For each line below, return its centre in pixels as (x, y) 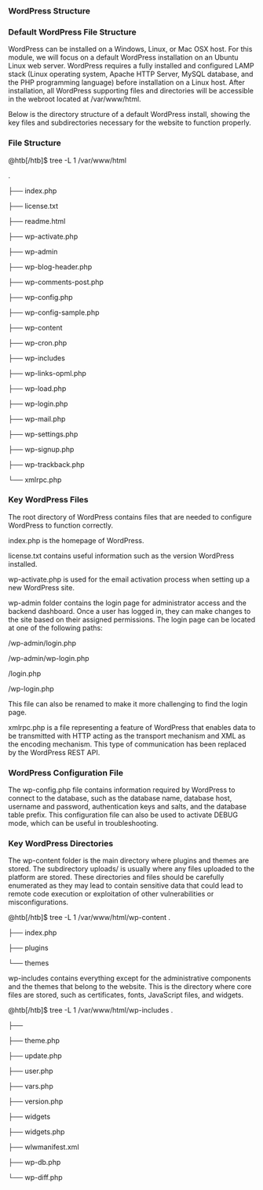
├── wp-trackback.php (46, 464)
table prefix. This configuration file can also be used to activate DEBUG (123, 815)
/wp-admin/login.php (42, 643)
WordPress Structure (49, 11)
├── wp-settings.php (43, 434)
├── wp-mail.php (37, 418)
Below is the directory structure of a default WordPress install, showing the (129, 115)
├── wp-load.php (37, 388)
